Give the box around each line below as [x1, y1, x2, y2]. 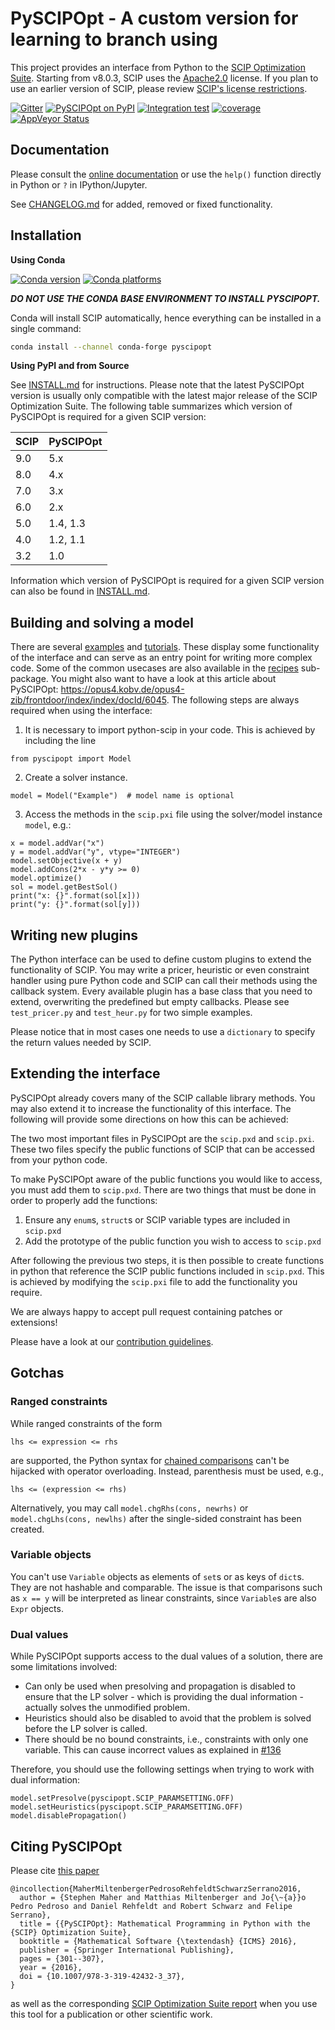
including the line [24, 735, 97, 747]
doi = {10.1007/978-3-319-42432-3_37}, [19, 1971, 186, 1981]
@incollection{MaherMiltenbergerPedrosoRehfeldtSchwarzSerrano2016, [10, 1883, 302, 1894]
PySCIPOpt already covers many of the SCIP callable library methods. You [10, 1092, 316, 1104]
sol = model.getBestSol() [10, 882, 118, 892]
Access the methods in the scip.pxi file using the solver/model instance [24, 808, 323, 821]
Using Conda [10, 253, 66, 266]
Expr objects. [10, 1602, 64, 1614]
